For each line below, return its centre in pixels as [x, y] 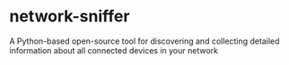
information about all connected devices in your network [114, 50]
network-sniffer [70, 16]
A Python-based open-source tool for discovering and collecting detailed [144, 41]
